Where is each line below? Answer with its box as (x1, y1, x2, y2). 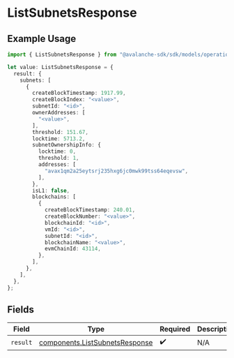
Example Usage (7, 33, 77, 45)
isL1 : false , (32, 187, 70, 194)
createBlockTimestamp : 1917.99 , (32, 89, 127, 97)
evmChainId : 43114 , (44, 246, 101, 253)
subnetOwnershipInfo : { (32, 142, 101, 149)
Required (159, 325, 191, 334)
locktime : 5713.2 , (32, 135, 86, 142)
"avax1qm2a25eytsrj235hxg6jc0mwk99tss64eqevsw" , (44, 167, 189, 174)
